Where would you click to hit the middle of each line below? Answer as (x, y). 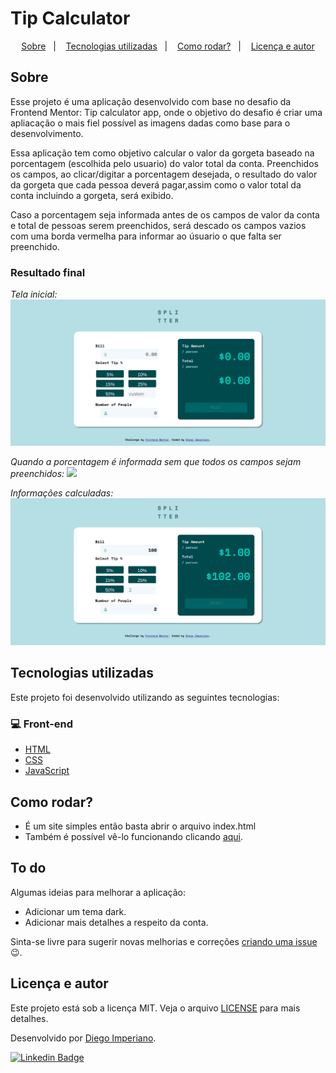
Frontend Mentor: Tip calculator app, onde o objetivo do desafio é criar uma (166, 112)
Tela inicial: (34, 294)
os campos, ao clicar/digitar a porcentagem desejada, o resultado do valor (164, 174)
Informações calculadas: (62, 493)
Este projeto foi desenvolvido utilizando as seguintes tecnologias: (145, 697)
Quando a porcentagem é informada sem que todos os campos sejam (156, 462)
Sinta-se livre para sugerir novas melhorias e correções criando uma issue (164, 941)
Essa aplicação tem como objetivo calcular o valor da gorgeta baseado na (162, 153)
